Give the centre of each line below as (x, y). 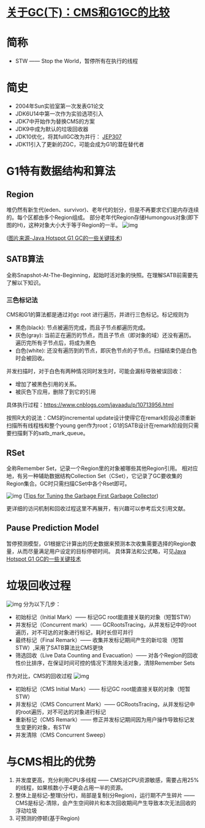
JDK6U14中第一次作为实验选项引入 (59, 114)
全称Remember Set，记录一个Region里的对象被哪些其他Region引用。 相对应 (102, 468)
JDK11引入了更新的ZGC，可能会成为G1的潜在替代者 (80, 144)
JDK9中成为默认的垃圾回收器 (52, 129)
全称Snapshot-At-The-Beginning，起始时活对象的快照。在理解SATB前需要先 (102, 275)
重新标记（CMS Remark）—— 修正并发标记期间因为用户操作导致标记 (102, 719)
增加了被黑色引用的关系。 (47, 384)
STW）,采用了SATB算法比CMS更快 (59, 647)
